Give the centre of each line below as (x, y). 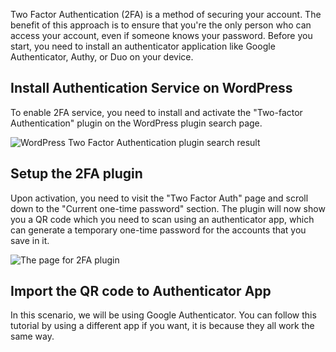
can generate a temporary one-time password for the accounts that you (158, 230)
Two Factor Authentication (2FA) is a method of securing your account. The (166, 14)
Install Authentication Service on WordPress (151, 88)
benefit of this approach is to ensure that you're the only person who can (161, 25)
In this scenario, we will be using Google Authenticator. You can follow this (163, 315)
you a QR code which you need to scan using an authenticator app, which (162, 219)
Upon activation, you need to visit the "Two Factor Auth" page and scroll (159, 198)
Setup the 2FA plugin (76, 174)
